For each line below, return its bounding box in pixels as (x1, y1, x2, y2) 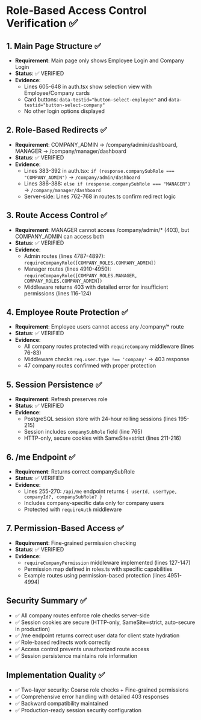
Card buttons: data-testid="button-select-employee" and (23, 96, 167, 103)
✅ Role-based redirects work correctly (14, 638, 111, 646)
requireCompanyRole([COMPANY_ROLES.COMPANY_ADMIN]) (23, 260, 156, 266)
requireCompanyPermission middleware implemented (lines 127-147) (23, 559, 191, 566)
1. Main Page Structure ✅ (6, 40, 101, 51)
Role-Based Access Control (6, 4, 147, 18)
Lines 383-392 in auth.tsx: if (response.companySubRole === (23, 167, 175, 174)
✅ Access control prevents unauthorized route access (14, 645, 149, 652)
